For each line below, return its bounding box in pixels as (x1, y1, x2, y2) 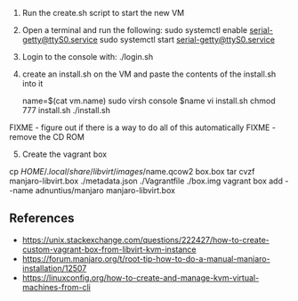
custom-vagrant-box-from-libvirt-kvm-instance (21, 244, 197, 255)
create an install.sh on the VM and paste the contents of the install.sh (21, 69, 277, 79)
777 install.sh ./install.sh (21, 105, 111, 115)
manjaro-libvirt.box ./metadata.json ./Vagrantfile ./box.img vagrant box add (9, 175, 283, 186)
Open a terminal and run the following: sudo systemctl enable (21, 25, 247, 35)
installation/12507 (21, 263, 87, 273)
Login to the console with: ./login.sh (21, 52, 154, 61)
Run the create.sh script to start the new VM (21, 8, 185, 18)
